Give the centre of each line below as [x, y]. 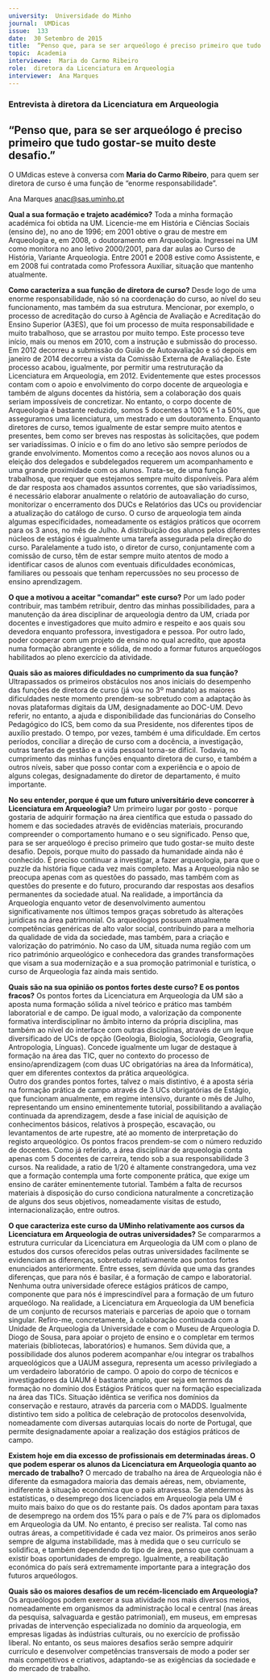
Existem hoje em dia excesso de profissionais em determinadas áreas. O [132, 1456]
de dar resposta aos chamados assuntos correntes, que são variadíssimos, [133, 487]
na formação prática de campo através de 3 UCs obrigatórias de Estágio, [130, 1090]
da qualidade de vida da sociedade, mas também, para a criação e [119, 938]
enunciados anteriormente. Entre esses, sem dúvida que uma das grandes [132, 1268]
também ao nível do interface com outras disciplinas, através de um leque [131, 1030]
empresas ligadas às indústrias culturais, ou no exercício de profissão [124, 1634]
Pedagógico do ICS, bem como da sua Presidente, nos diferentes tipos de [131, 725]
